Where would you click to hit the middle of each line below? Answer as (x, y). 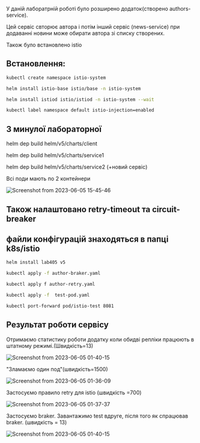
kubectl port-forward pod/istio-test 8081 (60, 306)
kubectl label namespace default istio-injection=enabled (80, 110)
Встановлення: (36, 64)
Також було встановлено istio (44, 45)
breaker (21, 218)
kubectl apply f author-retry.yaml (51, 284)
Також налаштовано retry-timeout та (78, 209)
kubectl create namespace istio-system (56, 78)
